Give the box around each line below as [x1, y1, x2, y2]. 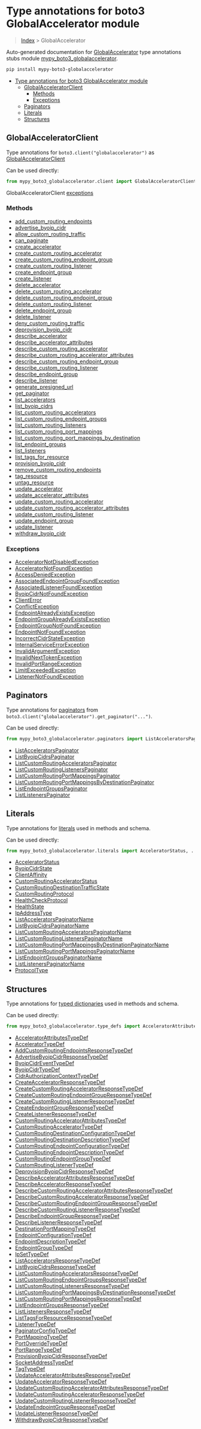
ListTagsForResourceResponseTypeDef [14, 1315, 112, 1322]
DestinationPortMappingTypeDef [14, 1225, 96, 1232]
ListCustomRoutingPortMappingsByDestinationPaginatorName [14, 941, 169, 948]
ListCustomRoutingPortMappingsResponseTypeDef [14, 1295, 142, 1303]
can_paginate [14, 237, 49, 244]
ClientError [14, 596, 42, 604]
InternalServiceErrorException [14, 641, 90, 649]
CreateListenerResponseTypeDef [14, 1111, 97, 1118]
